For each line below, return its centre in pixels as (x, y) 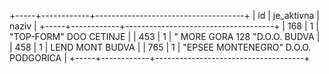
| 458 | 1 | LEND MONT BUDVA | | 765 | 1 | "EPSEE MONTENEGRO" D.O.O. (160, 47)
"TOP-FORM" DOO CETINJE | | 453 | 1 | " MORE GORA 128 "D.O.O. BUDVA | (165, 36)
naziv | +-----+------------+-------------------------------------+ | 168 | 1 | (164, 26)
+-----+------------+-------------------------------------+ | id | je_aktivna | (164, 15)
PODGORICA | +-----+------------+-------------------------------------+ (160, 58)
